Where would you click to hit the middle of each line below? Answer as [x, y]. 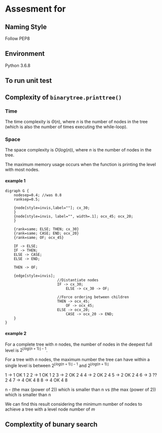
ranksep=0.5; [27, 200]
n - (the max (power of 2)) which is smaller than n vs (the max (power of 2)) [81, 389]
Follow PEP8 [17, 38]
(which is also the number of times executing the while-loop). [66, 127]
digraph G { [17, 191]
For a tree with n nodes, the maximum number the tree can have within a [78, 360]
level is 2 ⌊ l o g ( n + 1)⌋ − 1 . [26, 350]
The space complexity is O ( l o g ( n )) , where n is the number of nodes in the [78, 150]
